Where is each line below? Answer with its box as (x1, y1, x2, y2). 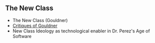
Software (12, 33, 32, 39)
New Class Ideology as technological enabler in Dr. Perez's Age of (12, 27, 150, 34)
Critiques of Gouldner (12, 22, 58, 28)
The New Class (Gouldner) (12, 17, 68, 23)
